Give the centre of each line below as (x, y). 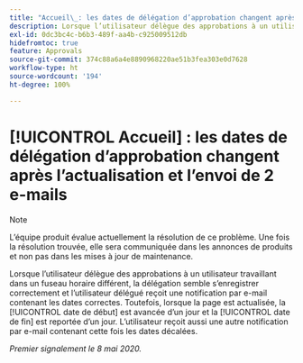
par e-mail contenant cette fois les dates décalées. (104, 331)
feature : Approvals (46, 51)
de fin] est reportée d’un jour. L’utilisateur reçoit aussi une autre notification (149, 322)
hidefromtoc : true (44, 43)
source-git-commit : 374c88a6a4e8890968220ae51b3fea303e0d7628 (129, 59)
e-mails (38, 194)
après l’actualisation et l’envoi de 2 (142, 175)
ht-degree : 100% (40, 85)
